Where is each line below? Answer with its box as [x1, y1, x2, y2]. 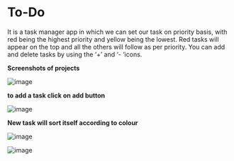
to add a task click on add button [7, 91, 106, 100]
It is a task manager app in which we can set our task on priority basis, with [7, 28, 228, 36]
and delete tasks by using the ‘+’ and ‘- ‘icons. [7, 50, 143, 59]
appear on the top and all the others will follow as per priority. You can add [7, 42, 225, 51]
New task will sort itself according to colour [7, 118, 138, 127]
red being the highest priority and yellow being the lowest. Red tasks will [7, 35, 219, 43]
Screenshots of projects [7, 64, 80, 72]
